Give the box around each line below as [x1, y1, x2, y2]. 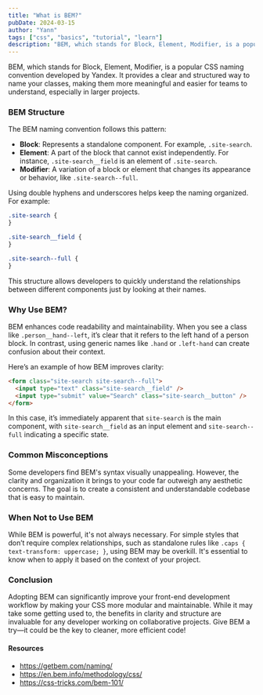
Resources [8, 643, 45, 653]
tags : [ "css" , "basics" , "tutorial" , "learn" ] [8, 33, 163, 42]
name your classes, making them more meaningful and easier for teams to [8, 79, 248, 89]
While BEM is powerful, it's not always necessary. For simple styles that [8, 530, 240, 540]
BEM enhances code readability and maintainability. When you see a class [8, 322, 248, 331]
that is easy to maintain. [8, 492, 85, 502]
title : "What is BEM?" [8, 11, 82, 20]
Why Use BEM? [8, 304, 68, 315]
